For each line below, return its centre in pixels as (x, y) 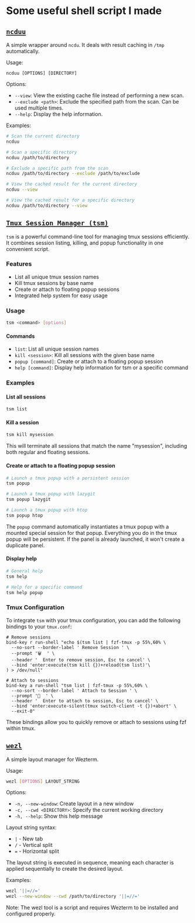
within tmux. (21, 728)
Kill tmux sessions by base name (54, 283)
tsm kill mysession (30, 435)
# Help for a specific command (44, 587)
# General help (25, 571)
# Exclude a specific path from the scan (57, 168)
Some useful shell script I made (84, 11)
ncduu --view (22, 190)
